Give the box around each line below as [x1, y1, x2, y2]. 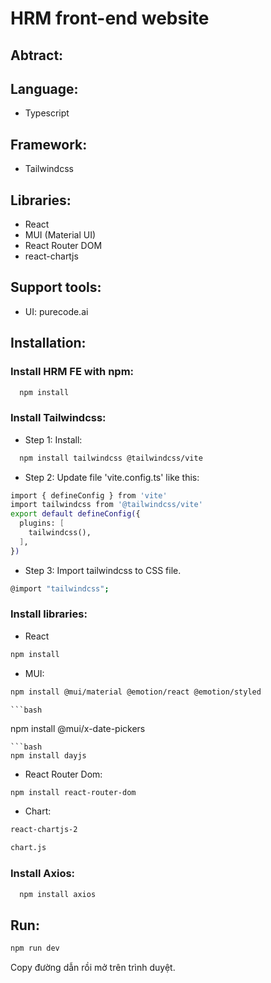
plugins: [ [19, 518, 65, 529]
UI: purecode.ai [24, 305, 89, 317]
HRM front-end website [10, 7, 210, 30]
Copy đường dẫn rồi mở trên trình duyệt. [10, 962, 176, 974]
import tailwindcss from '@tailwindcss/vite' [10, 500, 203, 510]
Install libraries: [10, 607, 88, 621]
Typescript [24, 107, 70, 119]
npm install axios [19, 889, 97, 899]
